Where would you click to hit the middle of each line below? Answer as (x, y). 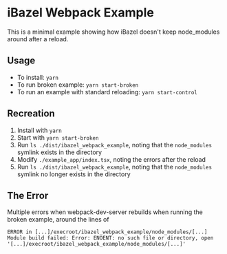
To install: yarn (38, 77)
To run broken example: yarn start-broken (78, 85)
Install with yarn (39, 130)
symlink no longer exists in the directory (74, 174)
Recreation (31, 114)
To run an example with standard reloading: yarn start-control (107, 92)
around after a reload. (38, 39)
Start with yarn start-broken (58, 137)
